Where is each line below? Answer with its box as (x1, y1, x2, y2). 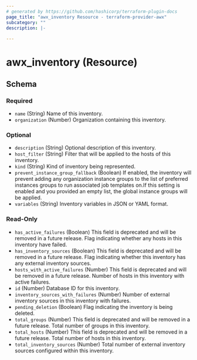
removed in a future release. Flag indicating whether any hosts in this (14, 234, 182, 241)
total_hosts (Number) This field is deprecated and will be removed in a (14, 328, 188, 335)
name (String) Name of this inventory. (14, 110, 103, 117)
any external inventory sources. (14, 260, 92, 267)
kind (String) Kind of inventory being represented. (14, 163, 136, 170)
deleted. (14, 309, 35, 317)
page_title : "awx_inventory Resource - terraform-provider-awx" (6, 14, 167, 20)
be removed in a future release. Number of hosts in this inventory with (14, 272, 185, 279)
